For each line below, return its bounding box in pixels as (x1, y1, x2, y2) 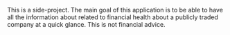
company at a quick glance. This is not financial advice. (7, 21, 166, 28)
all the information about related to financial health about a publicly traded (7, 13, 218, 21)
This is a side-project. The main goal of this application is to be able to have (7, 6, 224, 14)
